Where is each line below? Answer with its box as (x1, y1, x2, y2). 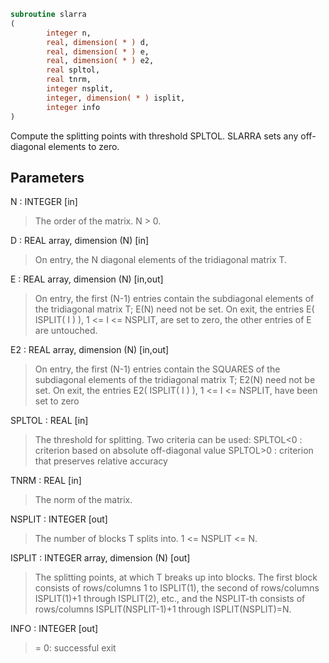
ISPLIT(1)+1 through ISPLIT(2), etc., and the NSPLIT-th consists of (34, 593, 306, 605)
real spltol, (46, 65, 101, 75)
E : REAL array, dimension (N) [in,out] (10, 273, 164, 285)
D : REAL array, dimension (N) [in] (10, 235, 150, 247)
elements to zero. (48, 140, 120, 152)
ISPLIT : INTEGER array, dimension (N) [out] (10, 552, 191, 564)
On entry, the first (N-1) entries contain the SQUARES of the (34, 363, 281, 375)
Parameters (10, 169, 85, 186)
